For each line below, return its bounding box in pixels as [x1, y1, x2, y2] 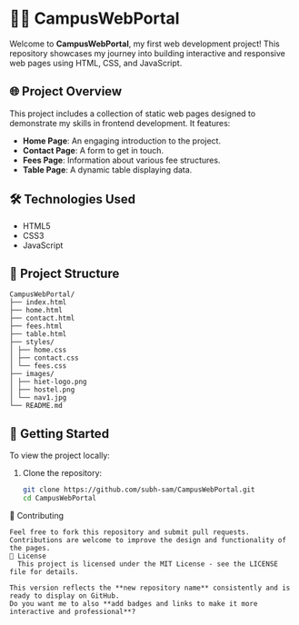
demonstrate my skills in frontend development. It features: [9, 117, 231, 128]
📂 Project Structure [9, 265, 120, 281]
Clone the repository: [22, 468, 103, 479]
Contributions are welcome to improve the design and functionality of [9, 535, 286, 544]
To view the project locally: [9, 450, 111, 461]
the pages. [9, 543, 51, 552]
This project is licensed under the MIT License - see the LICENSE [17, 559, 279, 569]
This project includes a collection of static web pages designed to [9, 108, 256, 119]
